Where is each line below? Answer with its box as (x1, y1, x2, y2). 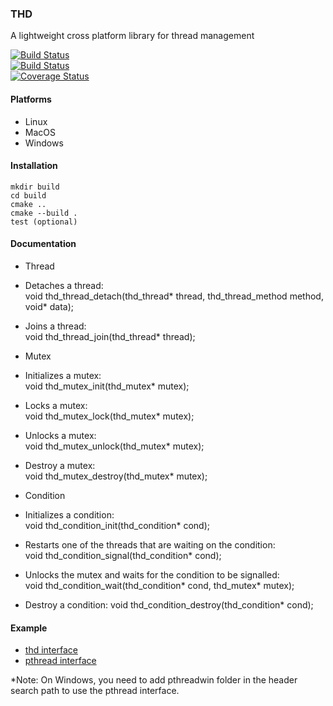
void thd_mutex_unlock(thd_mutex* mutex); (24, 440, 205, 452)
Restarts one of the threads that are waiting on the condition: (24, 538, 276, 551)
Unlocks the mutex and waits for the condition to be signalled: (24, 568, 280, 581)
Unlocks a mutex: (24, 429, 97, 441)
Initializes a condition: (24, 508, 115, 521)
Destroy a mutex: (24, 459, 96, 471)
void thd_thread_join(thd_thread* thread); (24, 330, 196, 342)
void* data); (24, 300, 74, 312)
